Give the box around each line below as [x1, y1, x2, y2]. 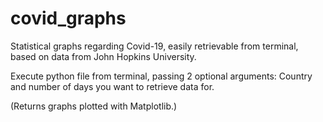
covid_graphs [10, 7, 127, 30]
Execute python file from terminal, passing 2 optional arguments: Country [10, 70, 313, 82]
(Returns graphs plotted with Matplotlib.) [10, 100, 178, 112]
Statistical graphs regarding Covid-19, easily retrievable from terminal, [10, 40, 299, 52]
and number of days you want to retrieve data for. [10, 80, 215, 92]
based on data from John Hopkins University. [10, 50, 197, 62]
